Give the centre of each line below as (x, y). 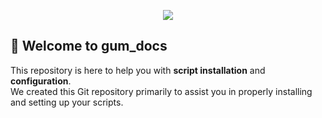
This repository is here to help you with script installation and (138, 70)
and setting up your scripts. (67, 102)
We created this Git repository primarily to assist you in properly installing (161, 91)
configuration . (41, 81)
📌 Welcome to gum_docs (89, 46)
